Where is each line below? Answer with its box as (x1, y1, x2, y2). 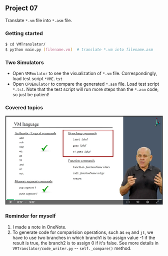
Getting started (5, 30, 43, 37)
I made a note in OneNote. (12, 224, 66, 230)
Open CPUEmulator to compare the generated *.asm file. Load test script (12, 81, 159, 87)
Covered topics (5, 104, 43, 111)
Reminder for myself (5, 212, 56, 219)
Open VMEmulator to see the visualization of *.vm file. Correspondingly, (12, 70, 157, 77)
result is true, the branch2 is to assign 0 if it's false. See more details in (12, 240, 159, 246)
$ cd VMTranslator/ (5, 42, 46, 47)
